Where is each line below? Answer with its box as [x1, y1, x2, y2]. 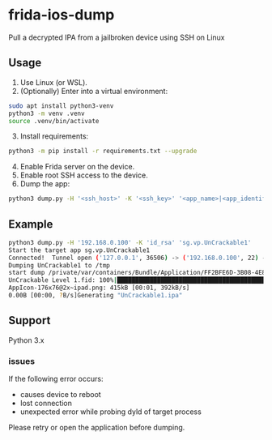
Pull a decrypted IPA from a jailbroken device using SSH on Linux [8, 32, 225, 42]
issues [8, 355, 35, 366]
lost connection [19, 399, 73, 408]
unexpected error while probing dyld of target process [19, 407, 202, 417]
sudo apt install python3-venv [8, 101, 114, 110]
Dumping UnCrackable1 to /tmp [8, 261, 111, 269]
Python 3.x [8, 335, 45, 345]
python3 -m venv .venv [8, 109, 85, 117]
